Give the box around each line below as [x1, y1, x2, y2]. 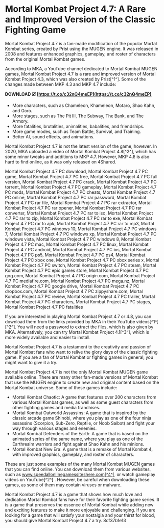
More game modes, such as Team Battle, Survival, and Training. [12, 129, 141, 134]
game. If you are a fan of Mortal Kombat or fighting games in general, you [5, 354, 153, 360]
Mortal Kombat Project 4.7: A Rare [5, 3, 146, 15]
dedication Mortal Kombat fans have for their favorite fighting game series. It [5, 497, 160, 502]
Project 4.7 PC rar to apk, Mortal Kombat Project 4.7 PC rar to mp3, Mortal [5, 220, 154, 226]
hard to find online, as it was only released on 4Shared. [5, 158, 117, 165]
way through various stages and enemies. [12, 425, 97, 431]
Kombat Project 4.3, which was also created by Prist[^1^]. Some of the [5, 76, 146, 82]
